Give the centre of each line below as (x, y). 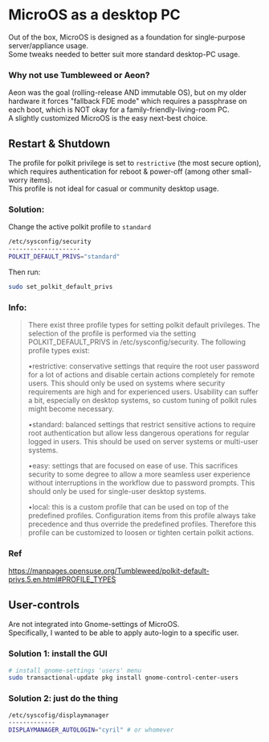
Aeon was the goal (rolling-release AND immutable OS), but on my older (127, 93)
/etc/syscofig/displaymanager (59, 715)
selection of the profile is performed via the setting (112, 334)
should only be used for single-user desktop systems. (117, 492)
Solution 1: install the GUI (58, 653)
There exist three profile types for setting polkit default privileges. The (144, 325)
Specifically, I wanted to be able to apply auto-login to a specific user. (124, 633)
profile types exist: (59, 351)
